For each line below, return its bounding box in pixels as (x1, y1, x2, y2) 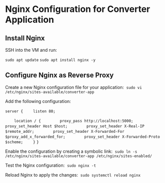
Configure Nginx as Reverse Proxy (5, 71, 114, 80)
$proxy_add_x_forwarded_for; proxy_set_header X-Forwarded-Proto (5, 134, 160, 139)
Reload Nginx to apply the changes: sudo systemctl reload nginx (5, 172, 141, 178)
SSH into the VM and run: (5, 47, 57, 53)
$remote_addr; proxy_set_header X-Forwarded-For (5, 129, 125, 134)
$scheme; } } (5, 139, 39, 145)
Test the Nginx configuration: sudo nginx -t (5, 162, 96, 168)
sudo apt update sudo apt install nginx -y (5, 58, 96, 63)
